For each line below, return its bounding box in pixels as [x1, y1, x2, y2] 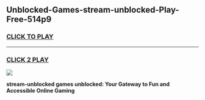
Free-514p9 [6, 15, 52, 25]
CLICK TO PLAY [6, 33, 54, 41]
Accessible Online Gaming [6, 87, 75, 94]
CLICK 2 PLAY [6, 55, 49, 64]
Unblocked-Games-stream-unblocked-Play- [6, 5, 179, 15]
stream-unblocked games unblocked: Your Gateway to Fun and [6, 80, 170, 87]
